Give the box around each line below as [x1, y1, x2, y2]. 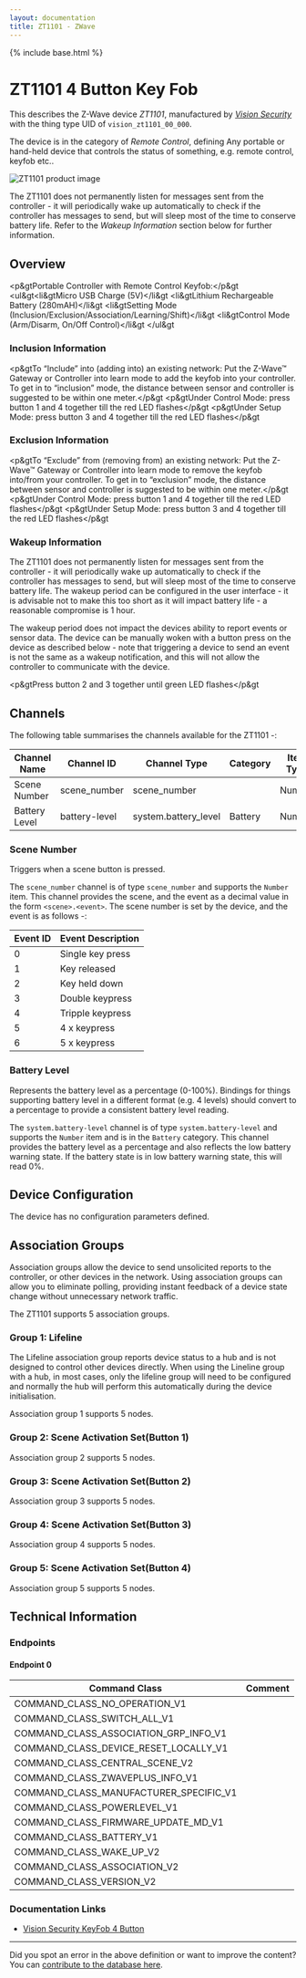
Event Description [59, 932, 139, 945]
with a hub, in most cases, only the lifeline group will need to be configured [9, 1371, 291, 1382]
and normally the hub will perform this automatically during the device [9, 1381, 272, 1392]
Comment [245, 1682, 290, 1695]
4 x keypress [59, 1022, 116, 1035]
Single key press [59, 948, 131, 961]
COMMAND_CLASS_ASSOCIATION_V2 [14, 1860, 179, 1873]
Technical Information [9, 1609, 138, 1625]
